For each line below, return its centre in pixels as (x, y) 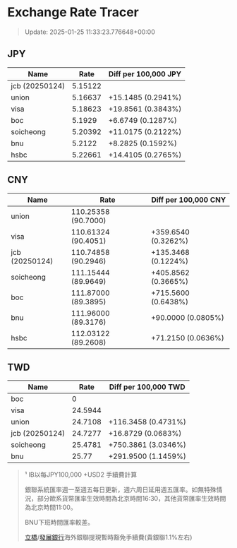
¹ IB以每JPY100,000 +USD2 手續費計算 (81, 475)
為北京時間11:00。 (50, 507)
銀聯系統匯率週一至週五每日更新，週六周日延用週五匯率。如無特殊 (120, 490)
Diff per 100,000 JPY (145, 73)
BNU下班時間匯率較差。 (59, 523)
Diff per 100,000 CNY (189, 200)
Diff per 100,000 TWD (147, 387)
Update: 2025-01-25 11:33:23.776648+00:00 (90, 32)
